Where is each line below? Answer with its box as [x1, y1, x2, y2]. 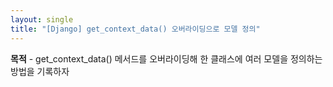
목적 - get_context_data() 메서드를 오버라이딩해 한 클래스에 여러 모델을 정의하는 [10, 52, 323, 65]
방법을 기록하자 [10, 65, 70, 77]
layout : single [10, 14, 74, 25]
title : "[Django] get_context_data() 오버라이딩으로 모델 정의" [10, 24, 261, 34]
